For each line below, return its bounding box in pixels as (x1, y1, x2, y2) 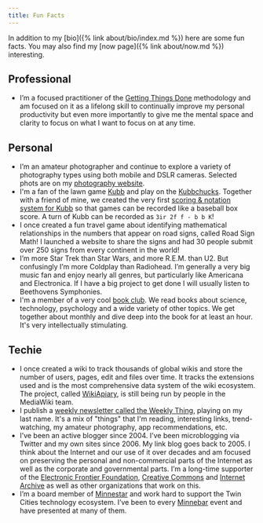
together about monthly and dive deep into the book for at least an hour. (19, 312, 254, 322)
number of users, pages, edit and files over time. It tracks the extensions (19, 372, 255, 382)
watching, (19, 422, 53, 432)
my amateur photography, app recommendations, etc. (53, 422, 228, 432)
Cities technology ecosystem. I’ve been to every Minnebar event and (19, 498, 243, 507)
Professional (8, 72, 71, 86)
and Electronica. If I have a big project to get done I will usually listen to (19, 279, 250, 288)
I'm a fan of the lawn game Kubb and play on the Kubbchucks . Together (19, 187, 253, 196)
